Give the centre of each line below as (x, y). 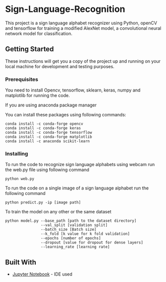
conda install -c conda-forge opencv (44, 124)
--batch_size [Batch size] (69, 230)
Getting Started (30, 49)
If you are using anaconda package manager (51, 105)
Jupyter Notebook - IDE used (42, 274)
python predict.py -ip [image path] (43, 202)
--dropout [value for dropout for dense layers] (92, 243)
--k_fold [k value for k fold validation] (85, 234)
